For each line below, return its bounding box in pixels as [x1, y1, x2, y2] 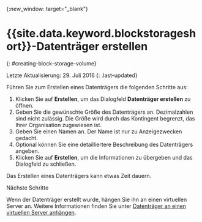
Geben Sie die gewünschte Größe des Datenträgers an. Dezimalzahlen [15, 108, 193, 116]
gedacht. [15, 134, 38, 141]
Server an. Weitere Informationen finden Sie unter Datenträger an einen [6, 202, 187, 210]
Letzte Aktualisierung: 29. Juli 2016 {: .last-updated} [6, 72, 138, 79]
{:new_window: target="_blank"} [6, 6, 89, 12]
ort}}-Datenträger [6, 40, 100, 54]
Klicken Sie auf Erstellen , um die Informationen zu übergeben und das [15, 154, 193, 161]
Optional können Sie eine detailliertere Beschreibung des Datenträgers [15, 141, 193, 148]
